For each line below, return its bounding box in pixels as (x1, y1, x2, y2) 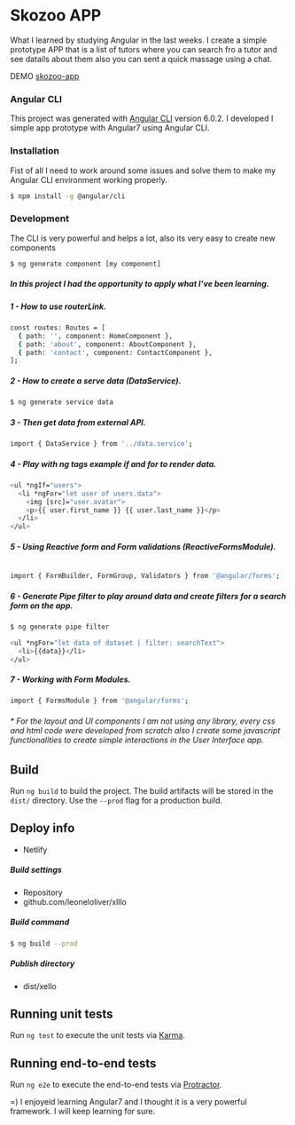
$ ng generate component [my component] (10, 259, 162, 268)
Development (10, 212, 70, 225)
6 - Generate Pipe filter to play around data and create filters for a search (10, 590, 287, 601)
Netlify (22, 844, 48, 855)
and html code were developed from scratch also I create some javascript (10, 725, 281, 735)
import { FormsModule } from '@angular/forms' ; (10, 696, 190, 706)
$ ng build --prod (10, 939, 78, 948)
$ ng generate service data (10, 398, 114, 407)
